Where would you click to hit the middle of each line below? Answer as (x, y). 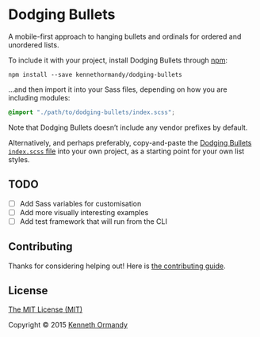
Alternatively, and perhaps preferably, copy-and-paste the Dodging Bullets (130, 142)
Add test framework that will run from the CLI (94, 221)
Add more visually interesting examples (84, 212)
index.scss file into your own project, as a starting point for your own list (126, 151)
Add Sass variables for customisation (80, 203)
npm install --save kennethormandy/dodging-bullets (95, 74)
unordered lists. (34, 44)
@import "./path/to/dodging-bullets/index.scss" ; (92, 112)
